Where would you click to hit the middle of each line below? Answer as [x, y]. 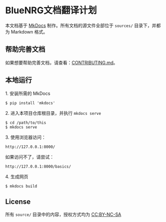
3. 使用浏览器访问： [26, 137]
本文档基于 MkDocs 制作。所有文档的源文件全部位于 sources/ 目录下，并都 [83, 25]
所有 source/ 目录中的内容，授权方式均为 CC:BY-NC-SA [63, 214]
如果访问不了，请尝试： [30, 157]
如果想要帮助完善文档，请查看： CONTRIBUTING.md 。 [61, 62]
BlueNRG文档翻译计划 [51, 10]
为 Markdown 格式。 [27, 31]
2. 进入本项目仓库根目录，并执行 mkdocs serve [53, 113]
